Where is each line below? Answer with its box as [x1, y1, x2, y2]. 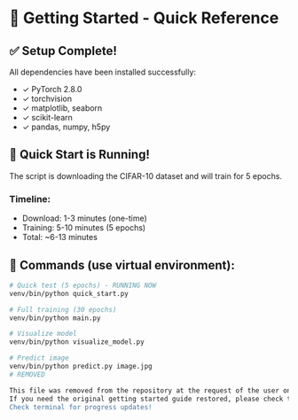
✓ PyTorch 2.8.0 [21, 84, 82, 94]
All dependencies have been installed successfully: [9, 66, 197, 77]
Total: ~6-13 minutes [21, 232, 98, 243]
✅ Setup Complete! [9, 43, 118, 58]
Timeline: [9, 192, 51, 205]
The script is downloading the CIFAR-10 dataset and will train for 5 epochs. [9, 170, 282, 181]
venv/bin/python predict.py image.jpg [9, 362, 153, 371]
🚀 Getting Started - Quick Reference [9, 8, 279, 28]
